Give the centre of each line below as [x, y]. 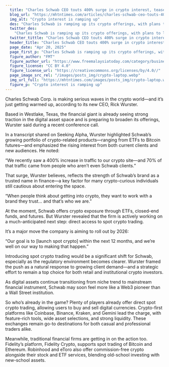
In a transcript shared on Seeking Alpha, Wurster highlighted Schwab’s [78, 134]
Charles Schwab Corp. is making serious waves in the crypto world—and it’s [84, 99]
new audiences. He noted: [32, 150]
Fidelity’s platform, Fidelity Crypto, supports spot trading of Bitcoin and [79, 344]
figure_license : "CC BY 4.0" [40, 66]
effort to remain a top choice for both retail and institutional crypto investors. [84, 272]
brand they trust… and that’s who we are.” [49, 201]
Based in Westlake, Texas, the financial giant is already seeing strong [77, 114]
